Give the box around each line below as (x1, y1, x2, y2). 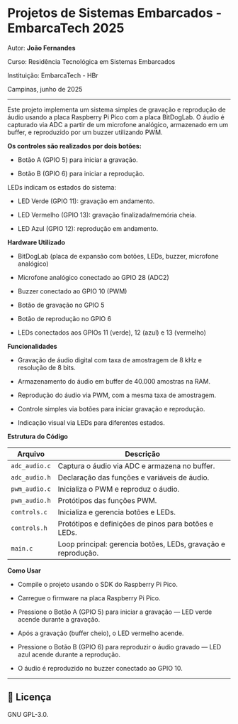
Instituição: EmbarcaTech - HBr (7, 71, 98, 80)
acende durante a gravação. (17, 615, 101, 623)
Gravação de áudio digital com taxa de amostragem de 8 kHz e (17, 355, 203, 364)
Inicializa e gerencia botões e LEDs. (57, 507, 176, 517)
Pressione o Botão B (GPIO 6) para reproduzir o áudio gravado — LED (17, 642, 222, 651)
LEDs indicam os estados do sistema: (7, 183, 117, 191)
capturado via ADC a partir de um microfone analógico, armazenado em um (7, 120, 229, 129)
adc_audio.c (11, 462, 52, 470)
